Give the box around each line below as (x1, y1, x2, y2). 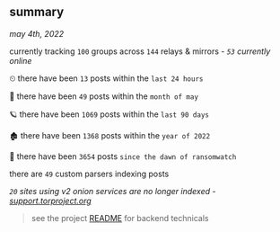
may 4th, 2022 (9, 28, 65, 39)
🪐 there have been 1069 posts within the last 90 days (9, 109, 209, 120)
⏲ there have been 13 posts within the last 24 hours (9, 73, 204, 84)
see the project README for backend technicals (31, 212, 209, 223)
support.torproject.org (9, 195, 92, 206)
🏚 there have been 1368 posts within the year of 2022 (9, 129, 211, 140)
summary (9, 4, 65, 20)
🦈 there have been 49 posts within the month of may (9, 91, 199, 102)
